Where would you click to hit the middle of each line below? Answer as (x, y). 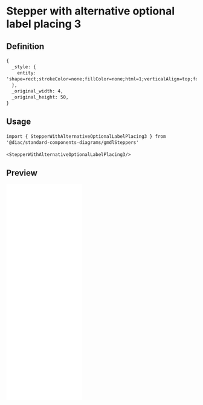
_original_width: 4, (37, 91)
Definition (25, 46)
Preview (22, 173)
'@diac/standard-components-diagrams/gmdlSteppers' (72, 142)
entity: (27, 73)
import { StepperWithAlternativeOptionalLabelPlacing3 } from (86, 136)
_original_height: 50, (40, 97)
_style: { (24, 67)
